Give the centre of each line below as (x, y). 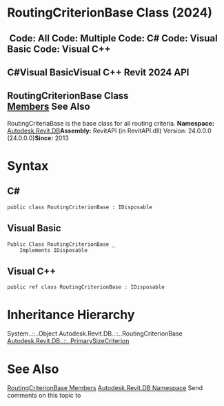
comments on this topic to (44, 396)
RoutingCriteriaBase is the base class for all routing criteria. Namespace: (111, 123)
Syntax (28, 165)
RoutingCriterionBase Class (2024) (110, 13)
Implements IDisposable (54, 250)
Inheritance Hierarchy (71, 315)
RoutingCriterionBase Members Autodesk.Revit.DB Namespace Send (105, 388)
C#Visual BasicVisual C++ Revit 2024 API (98, 72)
